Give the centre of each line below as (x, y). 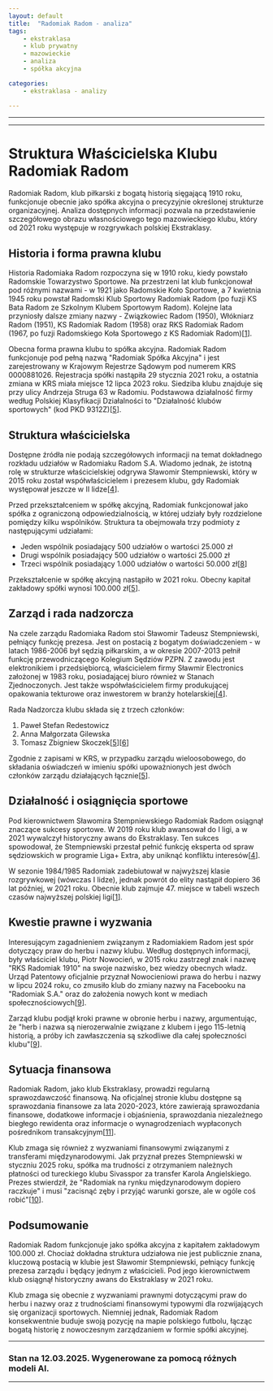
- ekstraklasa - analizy (65, 91)
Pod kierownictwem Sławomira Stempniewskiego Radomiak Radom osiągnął (136, 821)
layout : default (36, 16)
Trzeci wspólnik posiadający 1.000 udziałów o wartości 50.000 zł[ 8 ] (134, 564)
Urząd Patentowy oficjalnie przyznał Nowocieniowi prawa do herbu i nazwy (135, 977)
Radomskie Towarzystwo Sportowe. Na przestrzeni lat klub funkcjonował (130, 282)
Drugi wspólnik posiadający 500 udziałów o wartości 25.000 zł (125, 555)
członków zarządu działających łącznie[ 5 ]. (79, 775)
